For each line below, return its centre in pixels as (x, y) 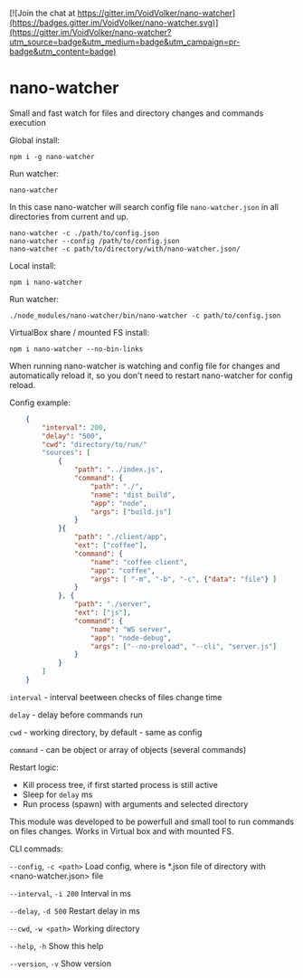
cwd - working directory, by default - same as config (106, 732)
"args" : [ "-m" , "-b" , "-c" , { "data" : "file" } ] (184, 579)
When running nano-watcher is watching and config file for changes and (145, 366)
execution (28, 122)
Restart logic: (34, 767)
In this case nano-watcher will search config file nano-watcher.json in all (144, 206)
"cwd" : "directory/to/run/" (95, 444)
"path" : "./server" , (113, 604)
